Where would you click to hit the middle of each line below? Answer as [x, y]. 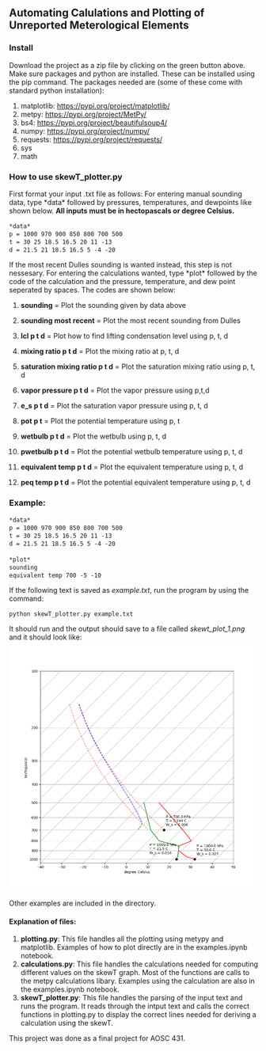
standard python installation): [57, 90]
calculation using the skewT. [67, 1023]
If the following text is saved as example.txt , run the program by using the [129, 590]
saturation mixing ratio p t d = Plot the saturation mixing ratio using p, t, [138, 366]
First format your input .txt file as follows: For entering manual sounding [125, 194]
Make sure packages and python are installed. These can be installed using [132, 74]
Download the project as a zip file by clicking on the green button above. [127, 65]
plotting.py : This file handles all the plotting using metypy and [122, 939]
